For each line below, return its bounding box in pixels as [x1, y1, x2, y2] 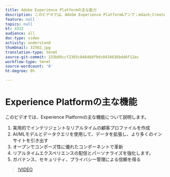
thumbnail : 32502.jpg [5, 45, 51, 50]
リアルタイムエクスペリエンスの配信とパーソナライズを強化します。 [12, 150, 153, 156]
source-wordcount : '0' [5, 64, 53, 69]
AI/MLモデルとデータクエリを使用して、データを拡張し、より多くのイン [12, 131, 162, 137]
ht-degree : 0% [5, 69, 35, 74]
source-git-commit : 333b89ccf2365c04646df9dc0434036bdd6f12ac [5, 54, 139, 60]
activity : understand [5, 40, 51, 46]
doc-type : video [5, 36, 39, 41]
